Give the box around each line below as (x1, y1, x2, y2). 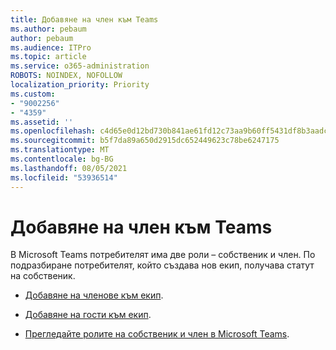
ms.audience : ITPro (10, 42, 92, 53)
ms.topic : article (10, 52, 87, 62)
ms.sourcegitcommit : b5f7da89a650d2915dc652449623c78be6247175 (10, 136, 280, 146)
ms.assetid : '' (10, 117, 74, 127)
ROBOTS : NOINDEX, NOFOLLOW (10, 71, 123, 81)
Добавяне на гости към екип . (24, 309, 152, 321)
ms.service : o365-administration (10, 61, 150, 71)
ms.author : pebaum (10, 24, 87, 34)
